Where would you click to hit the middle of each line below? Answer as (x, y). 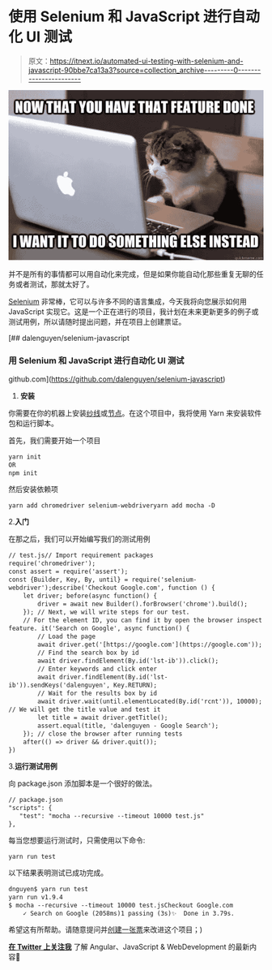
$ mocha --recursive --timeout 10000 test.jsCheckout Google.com (121, 905)
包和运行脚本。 (33, 423)
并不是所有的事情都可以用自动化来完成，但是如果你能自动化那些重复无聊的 (132, 274)
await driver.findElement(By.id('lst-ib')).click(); (128, 661)
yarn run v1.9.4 (36, 897)
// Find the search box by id (88, 653)
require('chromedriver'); (52, 563)
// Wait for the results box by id (98, 693)
